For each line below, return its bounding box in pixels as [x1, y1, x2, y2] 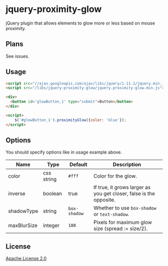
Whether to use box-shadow [93, 204, 157, 211]
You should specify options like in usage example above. [5, 149, 122, 155]
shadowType [8, 207, 38, 214]
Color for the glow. [93, 172, 138, 179]
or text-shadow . [93, 211, 130, 218]
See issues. [5, 53, 29, 59]
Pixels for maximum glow [93, 219, 153, 226]
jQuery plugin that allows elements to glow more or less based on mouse [5, 20, 155, 26]
